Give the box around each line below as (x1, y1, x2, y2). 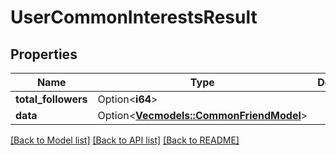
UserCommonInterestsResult (10, 6, 258, 29)
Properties (10, 46, 78, 63)
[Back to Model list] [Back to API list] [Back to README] (10, 134, 240, 146)
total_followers (15, 92, 88, 106)
